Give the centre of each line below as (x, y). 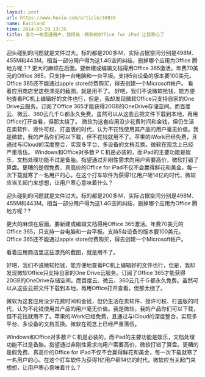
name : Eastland (26, 23)
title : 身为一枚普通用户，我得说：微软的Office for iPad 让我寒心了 (85, 35)
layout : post (23, 12)
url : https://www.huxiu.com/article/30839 (61, 18)
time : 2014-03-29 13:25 (37, 29)
